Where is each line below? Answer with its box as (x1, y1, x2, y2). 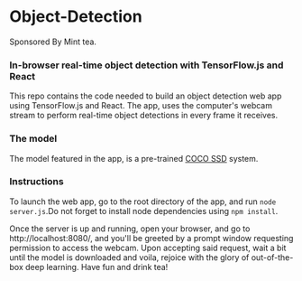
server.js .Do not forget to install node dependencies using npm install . (9, 205, 279, 216)
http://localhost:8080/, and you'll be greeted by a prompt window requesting (9, 232, 294, 243)
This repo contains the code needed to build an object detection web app (9, 90, 282, 101)
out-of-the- (251, 251, 294, 263)
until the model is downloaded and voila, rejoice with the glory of (9, 251, 250, 263)
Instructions (9, 175, 65, 188)
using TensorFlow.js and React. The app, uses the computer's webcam (9, 100, 273, 111)
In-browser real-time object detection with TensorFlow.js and (9, 59, 284, 71)
